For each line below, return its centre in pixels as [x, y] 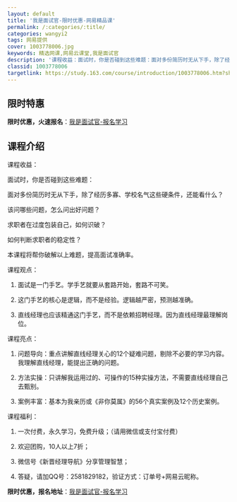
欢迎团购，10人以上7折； [54, 447]
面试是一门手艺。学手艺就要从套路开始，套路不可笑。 [95, 285]
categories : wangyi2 [38, 34]
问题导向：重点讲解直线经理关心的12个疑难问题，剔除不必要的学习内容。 [123, 354]
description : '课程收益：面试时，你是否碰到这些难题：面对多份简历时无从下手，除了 [116, 60]
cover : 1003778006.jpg [41, 47]
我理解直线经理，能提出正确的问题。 [70, 363]
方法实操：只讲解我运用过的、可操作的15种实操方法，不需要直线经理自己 [122, 378]
